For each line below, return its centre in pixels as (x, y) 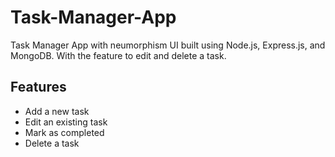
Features (38, 87)
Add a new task (57, 111)
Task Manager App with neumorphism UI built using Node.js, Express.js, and (168, 45)
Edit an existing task (66, 122)
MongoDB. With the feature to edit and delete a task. (118, 55)
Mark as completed (64, 132)
